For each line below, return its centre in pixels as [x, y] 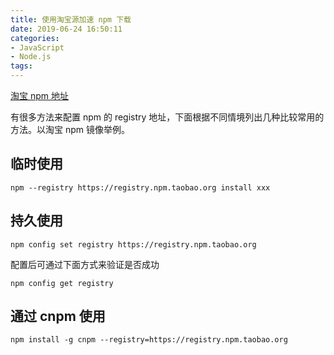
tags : [21, 66]
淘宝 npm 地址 [39, 95]
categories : [35, 38]
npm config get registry [62, 283]
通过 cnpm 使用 [58, 316]
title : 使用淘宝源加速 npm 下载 [71, 19]
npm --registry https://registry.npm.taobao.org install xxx [140, 187]
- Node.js [31, 57]
